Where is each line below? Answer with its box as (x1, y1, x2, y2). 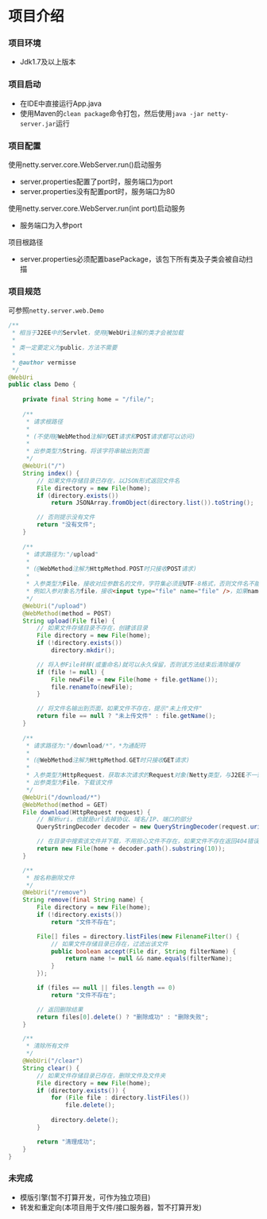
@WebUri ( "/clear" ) (22, 1057, 83, 1065)
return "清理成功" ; (37, 1138, 97, 1146)
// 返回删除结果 (37, 1005, 83, 1014)
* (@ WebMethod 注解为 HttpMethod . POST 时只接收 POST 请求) (25, 565, 197, 573)
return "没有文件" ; (37, 521, 97, 529)
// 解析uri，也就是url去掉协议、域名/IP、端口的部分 (37, 816, 192, 824)
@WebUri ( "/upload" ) (22, 602, 87, 610)
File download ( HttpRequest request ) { (22, 808, 151, 816)
